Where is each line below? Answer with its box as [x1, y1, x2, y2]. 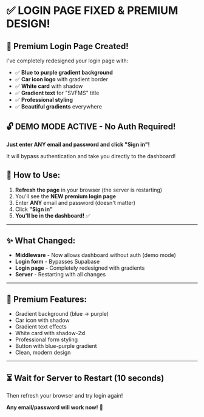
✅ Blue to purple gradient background [15, 69, 114, 76]
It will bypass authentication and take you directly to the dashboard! [6, 152, 176, 159]
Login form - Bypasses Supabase [15, 258, 100, 265]
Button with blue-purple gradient [15, 342, 97, 350]
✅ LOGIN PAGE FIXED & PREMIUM [6, 4, 178, 18]
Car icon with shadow [15, 316, 70, 324]
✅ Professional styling [15, 96, 73, 103]
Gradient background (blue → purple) [15, 310, 109, 318]
